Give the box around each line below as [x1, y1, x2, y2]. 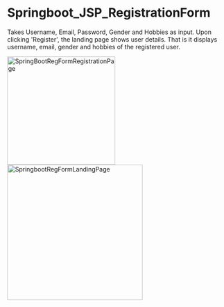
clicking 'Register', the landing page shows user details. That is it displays [7, 35, 218, 43]
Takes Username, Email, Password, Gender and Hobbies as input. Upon [7, 28, 212, 36]
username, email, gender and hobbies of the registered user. [7, 42, 180, 51]
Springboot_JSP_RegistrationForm [7, 5, 211, 21]
